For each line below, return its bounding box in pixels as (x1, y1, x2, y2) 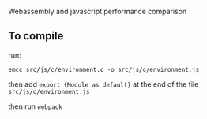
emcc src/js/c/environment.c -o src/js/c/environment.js (8, 65, 200, 73)
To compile (8, 29, 64, 43)
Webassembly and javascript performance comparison (8, 7, 187, 16)
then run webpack (8, 102, 63, 111)
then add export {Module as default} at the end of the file (8, 79, 199, 89)
